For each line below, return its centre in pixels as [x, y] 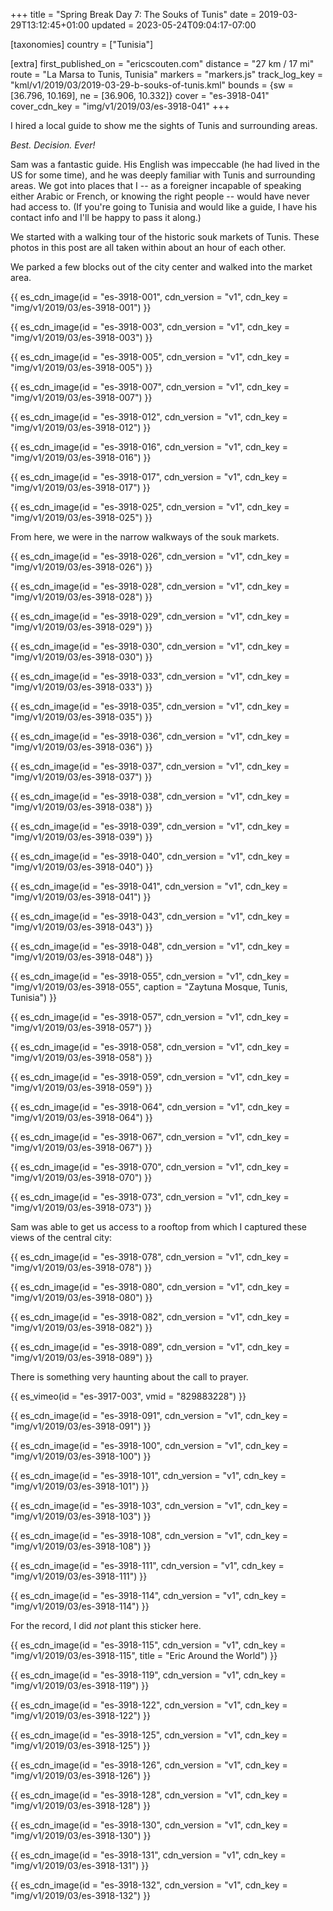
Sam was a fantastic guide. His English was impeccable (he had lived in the [165, 164]
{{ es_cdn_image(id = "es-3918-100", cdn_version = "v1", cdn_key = [149, 1445]
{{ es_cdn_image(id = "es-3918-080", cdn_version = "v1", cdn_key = [150, 1287]
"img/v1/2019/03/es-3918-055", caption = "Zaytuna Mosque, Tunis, [149, 987]
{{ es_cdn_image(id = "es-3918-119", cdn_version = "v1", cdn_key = [148, 1675]
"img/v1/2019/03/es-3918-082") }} [81, 1327]
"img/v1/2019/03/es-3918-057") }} [81, 1027]
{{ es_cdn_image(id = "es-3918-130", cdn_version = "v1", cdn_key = [149, 1825]
